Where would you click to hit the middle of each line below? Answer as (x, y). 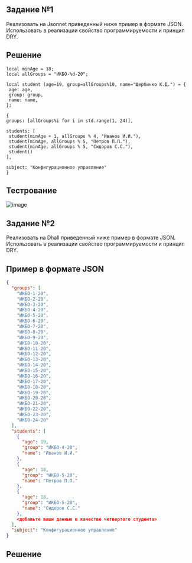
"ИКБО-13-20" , (34, 360)
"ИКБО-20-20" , (34, 398)
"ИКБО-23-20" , (34, 415)
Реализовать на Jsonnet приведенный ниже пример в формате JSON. (95, 24)
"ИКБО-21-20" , (34, 404)
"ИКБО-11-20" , (34, 349)
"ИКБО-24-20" (33, 420)
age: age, (21, 89)
